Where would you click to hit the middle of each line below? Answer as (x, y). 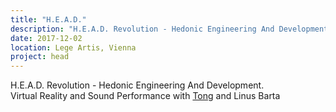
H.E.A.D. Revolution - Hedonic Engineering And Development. (137, 85)
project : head (40, 57)
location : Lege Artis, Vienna (73, 47)
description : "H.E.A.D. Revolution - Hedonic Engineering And (142, 29)
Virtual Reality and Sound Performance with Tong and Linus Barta (145, 96)
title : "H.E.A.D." (48, 19)
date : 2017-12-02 (46, 38)
